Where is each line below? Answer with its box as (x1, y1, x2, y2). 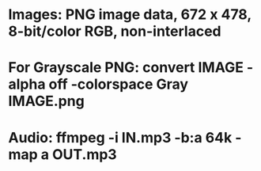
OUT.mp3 (51, 145, 117, 163)
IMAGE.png (8, 93, 85, 110)
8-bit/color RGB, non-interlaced (8, 22, 221, 40)
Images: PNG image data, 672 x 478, (8, 6, 252, 24)
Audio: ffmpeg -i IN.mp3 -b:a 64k (8, 128, 233, 146)
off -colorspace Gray (48, 75, 188, 93)
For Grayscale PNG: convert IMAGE (8, 59, 244, 77)
